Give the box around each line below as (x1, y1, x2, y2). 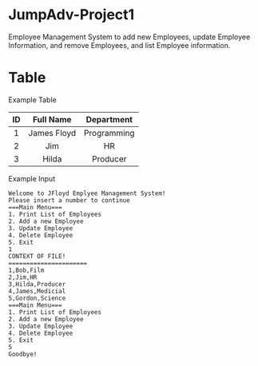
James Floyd (28, 127, 77, 138)
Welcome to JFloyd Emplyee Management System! (8, 189, 166, 197)
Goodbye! (8, 350, 38, 358)
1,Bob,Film (8, 266, 45, 274)
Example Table (8, 94, 58, 105)
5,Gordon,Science (8, 294, 66, 302)
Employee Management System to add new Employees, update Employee (8, 32, 251, 42)
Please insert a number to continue (8, 196, 130, 205)
